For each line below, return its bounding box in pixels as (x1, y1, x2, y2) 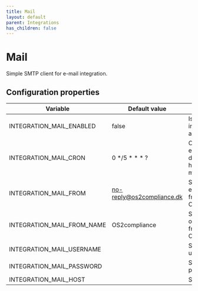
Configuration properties (6, 87, 100, 97)
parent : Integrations (6, 19, 60, 25)
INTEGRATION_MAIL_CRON (9, 154, 85, 162)
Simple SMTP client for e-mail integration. (6, 70, 108, 77)
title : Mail (6, 8, 35, 15)
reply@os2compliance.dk (111, 193, 183, 201)
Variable (45, 104, 70, 113)
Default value (128, 104, 167, 113)
